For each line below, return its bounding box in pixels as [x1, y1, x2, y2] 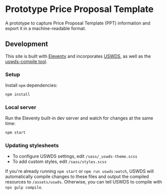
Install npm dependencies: [5, 82, 58, 88]
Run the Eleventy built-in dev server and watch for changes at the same [5, 115, 153, 121]
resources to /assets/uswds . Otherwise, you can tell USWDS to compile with [5, 179, 162, 185]
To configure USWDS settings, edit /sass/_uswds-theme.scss [12, 153, 138, 159]
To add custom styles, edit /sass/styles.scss [12, 158, 107, 164]
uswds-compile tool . [5, 58, 48, 64]
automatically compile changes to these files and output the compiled [5, 173, 149, 179]
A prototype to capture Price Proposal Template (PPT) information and [5, 20, 150, 26]
